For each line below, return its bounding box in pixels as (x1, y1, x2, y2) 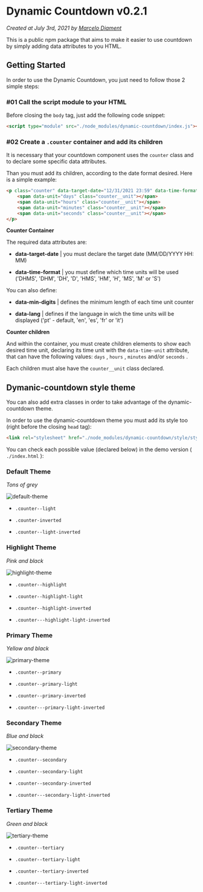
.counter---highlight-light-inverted (14, 617, 111, 623)
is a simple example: (6, 176, 57, 183)
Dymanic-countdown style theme (6, 382, 136, 392)
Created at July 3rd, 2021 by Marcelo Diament (6, 24, 122, 32)
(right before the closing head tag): (6, 423, 92, 431)
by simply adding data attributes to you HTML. (6, 42, 122, 50)
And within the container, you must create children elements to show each (6, 340, 192, 347)
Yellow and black (6, 645, 50, 652)
